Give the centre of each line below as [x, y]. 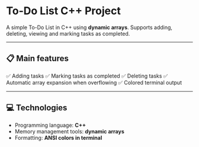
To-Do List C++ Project [64, 11]
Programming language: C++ [50, 125]
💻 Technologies [37, 108]
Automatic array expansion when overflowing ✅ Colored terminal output [94, 82]
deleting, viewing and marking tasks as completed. [68, 33]
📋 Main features [38, 58]
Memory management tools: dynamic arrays [69, 131]
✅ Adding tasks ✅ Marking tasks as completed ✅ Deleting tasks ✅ [87, 76]
